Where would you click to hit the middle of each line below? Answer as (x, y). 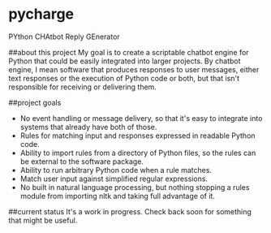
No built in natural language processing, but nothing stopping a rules (135, 187)
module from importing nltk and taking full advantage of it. (117, 196)
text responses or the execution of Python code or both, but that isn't (124, 78)
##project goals (35, 102)
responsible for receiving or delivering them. (82, 87)
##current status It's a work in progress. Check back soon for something (130, 211)
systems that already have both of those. (88, 127)
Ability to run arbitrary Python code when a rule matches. (116, 170)
